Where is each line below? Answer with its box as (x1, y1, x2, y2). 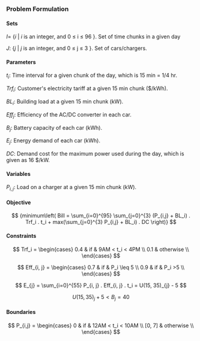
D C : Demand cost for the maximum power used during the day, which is (6, 150, 184, 157)
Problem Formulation (6, 5, 69, 13)
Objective (6, 199, 31, 206)
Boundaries (6, 308, 36, 315)
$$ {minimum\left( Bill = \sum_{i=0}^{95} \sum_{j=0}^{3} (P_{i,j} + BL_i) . (11, 212, 190, 219)
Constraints (6, 232, 37, 239)
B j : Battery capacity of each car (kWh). (6, 124, 103, 133)
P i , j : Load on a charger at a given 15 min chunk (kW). (6, 184, 137, 192)
